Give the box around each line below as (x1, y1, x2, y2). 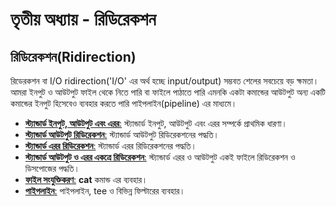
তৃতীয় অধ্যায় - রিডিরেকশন (10, 8, 157, 31)
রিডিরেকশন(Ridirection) (10, 48, 137, 65)
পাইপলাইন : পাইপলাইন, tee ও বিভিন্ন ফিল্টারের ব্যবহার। (24, 185, 186, 197)
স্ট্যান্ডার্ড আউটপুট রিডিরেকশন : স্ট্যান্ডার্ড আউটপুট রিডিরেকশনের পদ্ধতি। (24, 129, 220, 140)
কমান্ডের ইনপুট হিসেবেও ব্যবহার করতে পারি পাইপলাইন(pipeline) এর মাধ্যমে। (10, 98, 238, 109)
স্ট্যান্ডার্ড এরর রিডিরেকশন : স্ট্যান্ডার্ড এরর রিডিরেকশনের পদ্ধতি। (24, 140, 197, 152)
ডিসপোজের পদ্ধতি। (24, 163, 80, 174)
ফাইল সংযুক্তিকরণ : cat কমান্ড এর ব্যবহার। (24, 174, 148, 185)
